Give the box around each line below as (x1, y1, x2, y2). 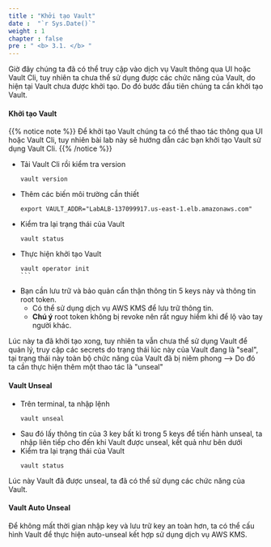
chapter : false (8, 34, 63, 43)
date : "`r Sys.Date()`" (8, 19, 95, 28)
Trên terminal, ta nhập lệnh (19, 399, 111, 408)
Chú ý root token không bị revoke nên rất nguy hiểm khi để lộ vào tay (32, 312, 263, 322)
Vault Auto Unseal (8, 503, 71, 513)
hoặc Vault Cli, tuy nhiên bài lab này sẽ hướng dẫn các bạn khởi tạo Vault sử (8, 135, 261, 145)
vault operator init (19, 265, 90, 273)
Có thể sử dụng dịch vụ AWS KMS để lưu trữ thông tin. (32, 303, 214, 313)
